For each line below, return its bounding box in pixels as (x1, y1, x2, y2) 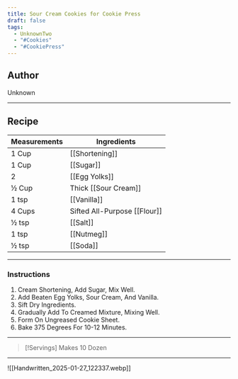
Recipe (7, 115, 39, 128)
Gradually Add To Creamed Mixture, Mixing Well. (17, 307, 161, 316)
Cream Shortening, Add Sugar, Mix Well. (17, 285, 136, 294)
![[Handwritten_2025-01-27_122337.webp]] (7, 363, 131, 372)
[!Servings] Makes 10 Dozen (24, 343, 108, 351)
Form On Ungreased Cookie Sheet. (17, 315, 120, 324)
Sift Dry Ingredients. (17, 300, 76, 309)
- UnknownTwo (13, 30, 52, 38)
